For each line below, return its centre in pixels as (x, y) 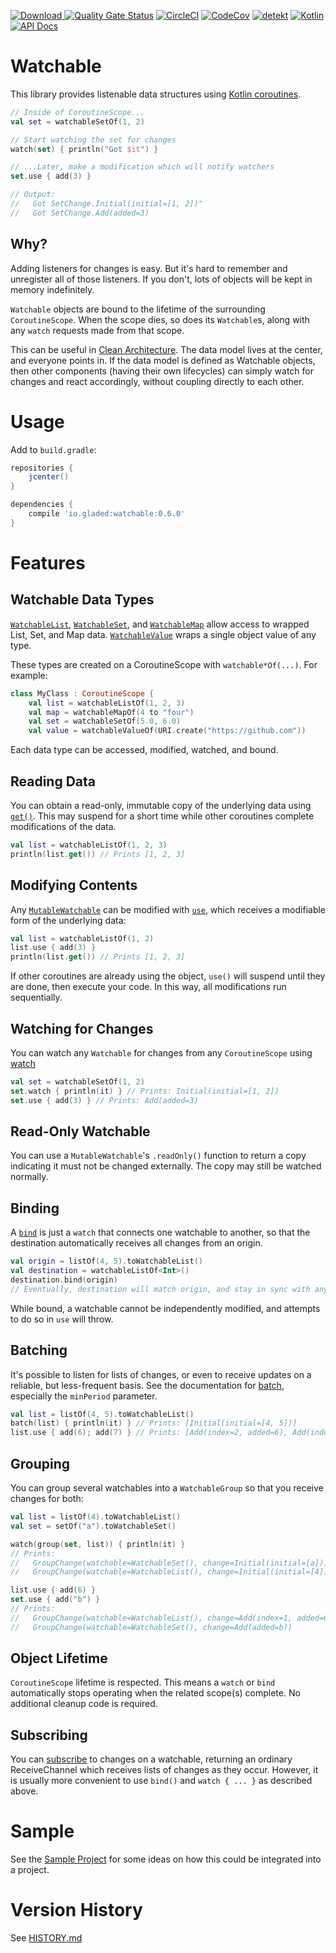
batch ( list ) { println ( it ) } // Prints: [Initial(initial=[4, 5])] (154, 1423)
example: (29, 675)
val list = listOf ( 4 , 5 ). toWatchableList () (102, 1414)
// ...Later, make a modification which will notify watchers (142, 167)
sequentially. (36, 997)
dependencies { (42, 505)
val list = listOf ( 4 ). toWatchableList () (96, 1517)
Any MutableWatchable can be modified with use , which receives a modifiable (168, 909)
